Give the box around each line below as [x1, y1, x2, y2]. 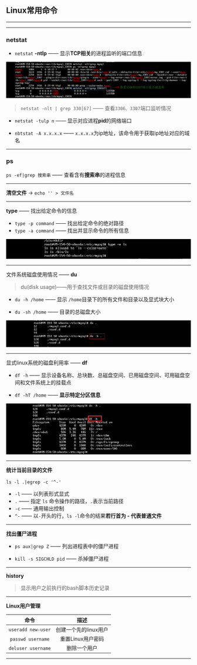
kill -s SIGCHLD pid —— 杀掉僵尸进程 [14, 555, 109, 562]
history [6, 572, 25, 579]
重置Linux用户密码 [60, 635, 104, 643]
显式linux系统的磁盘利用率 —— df [6, 359, 88, 366]
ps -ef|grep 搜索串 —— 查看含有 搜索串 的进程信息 [6, 171, 126, 178]
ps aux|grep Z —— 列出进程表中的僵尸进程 [14, 543, 119, 550]
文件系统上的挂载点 [25, 378, 72, 386]
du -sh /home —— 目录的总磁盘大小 [14, 308, 101, 315]
